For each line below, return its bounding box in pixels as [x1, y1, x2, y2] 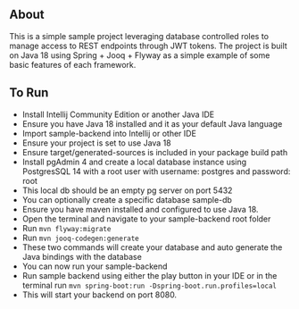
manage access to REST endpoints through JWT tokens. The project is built [9, 40, 287, 51]
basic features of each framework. [9, 59, 137, 70]
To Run [9, 85, 49, 101]
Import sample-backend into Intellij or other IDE [21, 128, 196, 138]
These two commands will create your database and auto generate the [21, 241, 283, 253]
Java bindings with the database [21, 251, 143, 262]
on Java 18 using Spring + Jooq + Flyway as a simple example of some [9, 49, 270, 61]
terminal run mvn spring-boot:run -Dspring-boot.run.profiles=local [21, 280, 278, 290]
